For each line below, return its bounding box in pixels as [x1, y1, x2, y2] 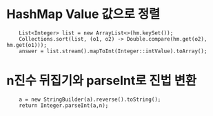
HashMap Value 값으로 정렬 [6, 6, 161, 22]
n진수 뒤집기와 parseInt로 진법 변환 [6, 73, 197, 88]
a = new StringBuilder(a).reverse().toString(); [19, 96, 161, 103]
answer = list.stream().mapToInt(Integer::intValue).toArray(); [19, 48, 207, 55]
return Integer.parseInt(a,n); [19, 101, 109, 109]
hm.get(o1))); [6, 41, 48, 48]
